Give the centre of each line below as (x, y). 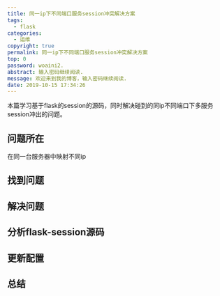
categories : (24, 33)
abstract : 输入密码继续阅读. (45, 72)
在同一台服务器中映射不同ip (46, 157)
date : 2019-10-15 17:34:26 (46, 85)
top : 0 (17, 59)
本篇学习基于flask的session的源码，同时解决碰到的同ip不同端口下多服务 (110, 106)
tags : (15, 20)
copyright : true (31, 46)
